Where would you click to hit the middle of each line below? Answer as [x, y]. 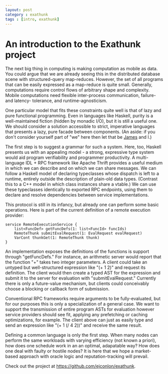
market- [143, 351]
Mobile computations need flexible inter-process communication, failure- [81, 96]
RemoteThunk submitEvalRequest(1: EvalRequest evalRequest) [78, 233]
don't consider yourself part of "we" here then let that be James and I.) [78, 137]
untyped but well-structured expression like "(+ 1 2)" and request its [75, 267]
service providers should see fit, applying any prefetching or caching [76, 315]
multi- [142, 158]
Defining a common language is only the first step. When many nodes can [81, 335]
